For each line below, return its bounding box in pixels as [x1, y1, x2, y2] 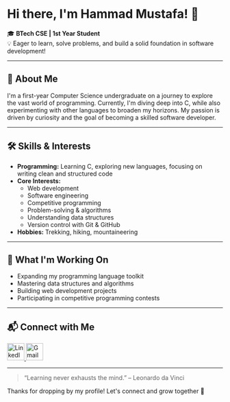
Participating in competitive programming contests [16, 294, 160, 303]
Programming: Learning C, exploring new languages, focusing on [16, 162, 203, 170]
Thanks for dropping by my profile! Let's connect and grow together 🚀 [7, 387, 205, 395]
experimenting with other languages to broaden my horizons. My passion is [7, 106, 220, 114]
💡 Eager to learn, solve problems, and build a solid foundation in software [7, 39, 214, 47]
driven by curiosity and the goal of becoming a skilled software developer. [7, 113, 216, 121]
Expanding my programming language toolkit [16, 272, 144, 281]
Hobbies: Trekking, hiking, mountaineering [16, 228, 138, 236]
